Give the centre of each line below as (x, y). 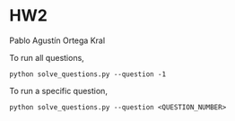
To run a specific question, (58, 91)
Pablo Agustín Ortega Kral (57, 40)
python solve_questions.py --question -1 (88, 74)
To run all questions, (47, 57)
